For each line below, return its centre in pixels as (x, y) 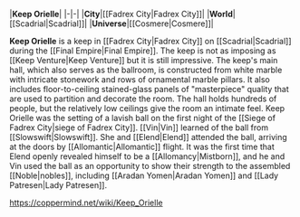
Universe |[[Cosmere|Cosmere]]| (153, 24)
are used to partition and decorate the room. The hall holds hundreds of (143, 99)
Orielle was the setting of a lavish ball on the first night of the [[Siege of (143, 118)
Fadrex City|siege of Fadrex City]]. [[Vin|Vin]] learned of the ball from (139, 127)
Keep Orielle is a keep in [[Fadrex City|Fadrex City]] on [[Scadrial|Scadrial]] (150, 41)
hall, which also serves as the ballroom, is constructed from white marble (146, 70)
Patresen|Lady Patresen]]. (58, 185)
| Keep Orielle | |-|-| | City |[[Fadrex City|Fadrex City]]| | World (121, 14)
